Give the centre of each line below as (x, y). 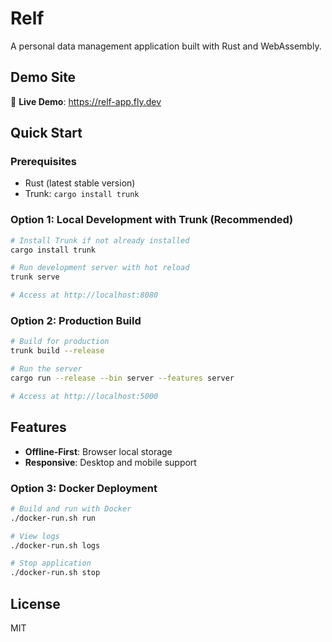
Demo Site (43, 77)
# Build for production (60, 342)
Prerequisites (43, 162)
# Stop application (51, 563)
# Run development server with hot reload (100, 268)
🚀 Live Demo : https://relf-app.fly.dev (86, 101)
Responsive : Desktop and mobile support (110, 462)
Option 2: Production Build (76, 321)
